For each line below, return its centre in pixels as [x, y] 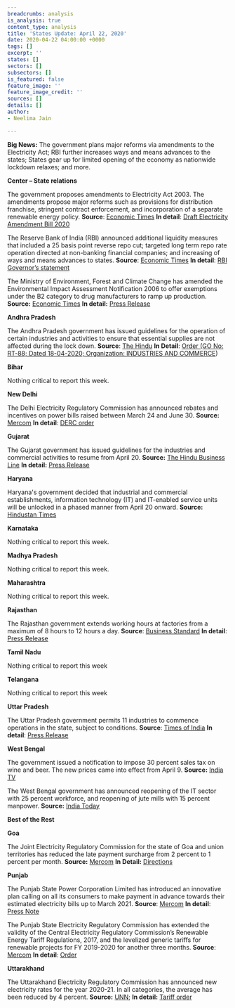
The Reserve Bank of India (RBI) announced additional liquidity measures [113, 238]
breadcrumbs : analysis [40, 14]
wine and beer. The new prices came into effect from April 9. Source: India [115, 770]
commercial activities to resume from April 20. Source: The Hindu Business [116, 457]
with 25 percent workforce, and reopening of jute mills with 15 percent [109, 798]
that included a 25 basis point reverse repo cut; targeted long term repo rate [117, 245]
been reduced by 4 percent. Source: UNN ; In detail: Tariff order [100, 997]
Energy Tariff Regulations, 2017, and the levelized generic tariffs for [104, 940]
